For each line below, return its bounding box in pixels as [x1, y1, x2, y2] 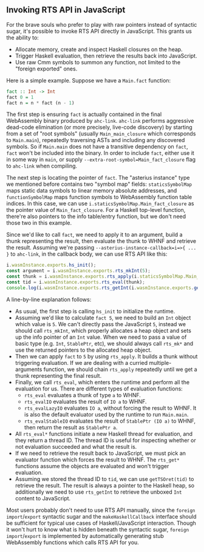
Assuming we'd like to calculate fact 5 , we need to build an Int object [15, 314, 191, 321]
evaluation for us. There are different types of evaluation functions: [15, 385, 183, 392]
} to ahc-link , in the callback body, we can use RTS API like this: [6, 250, 168, 257]
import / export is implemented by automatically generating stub [6, 532, 164, 539]
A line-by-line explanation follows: [6, 296, 92, 303]
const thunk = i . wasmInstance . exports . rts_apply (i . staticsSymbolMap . [6, 273, 186, 280]
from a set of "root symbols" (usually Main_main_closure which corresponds [6, 130, 196, 137]
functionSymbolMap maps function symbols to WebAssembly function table [6, 194, 192, 201]
